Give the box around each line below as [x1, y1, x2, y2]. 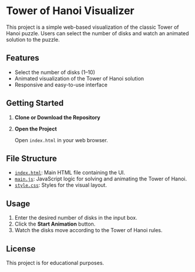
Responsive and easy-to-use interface [14, 81, 107, 88]
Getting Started [6, 98, 64, 108]
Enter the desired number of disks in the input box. [14, 214, 138, 221]
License [6, 244, 36, 254]
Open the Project [14, 125, 57, 132]
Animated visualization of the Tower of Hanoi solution [14, 75, 144, 82]
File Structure [6, 153, 57, 163]
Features [6, 53, 39, 63]
